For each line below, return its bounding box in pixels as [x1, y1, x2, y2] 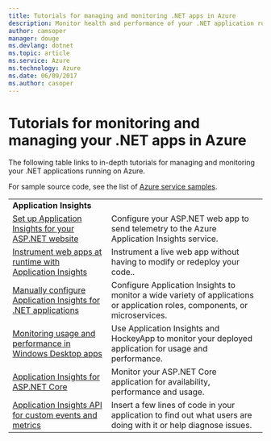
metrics [12, 420, 42, 431]
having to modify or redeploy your [110, 256, 240, 268]
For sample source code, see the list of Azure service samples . [8, 182, 218, 192]
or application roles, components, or [110, 300, 248, 311]
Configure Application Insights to [110, 280, 236, 291]
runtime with [12, 256, 60, 268]
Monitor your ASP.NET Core [110, 366, 217, 377]
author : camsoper [8, 27, 67, 35]
